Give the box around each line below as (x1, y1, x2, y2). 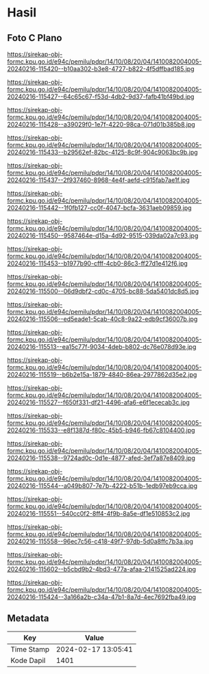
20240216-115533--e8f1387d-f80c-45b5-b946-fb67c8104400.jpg (7, 426, 195, 434)
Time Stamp (10, 645, 50, 654)
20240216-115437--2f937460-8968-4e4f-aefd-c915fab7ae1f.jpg (7, 176, 190, 184)
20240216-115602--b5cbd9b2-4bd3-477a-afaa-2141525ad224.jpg (7, 565, 197, 573)
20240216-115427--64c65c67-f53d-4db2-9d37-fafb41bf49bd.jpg (7, 92, 195, 101)
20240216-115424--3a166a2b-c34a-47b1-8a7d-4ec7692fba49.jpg (7, 593, 197, 601)
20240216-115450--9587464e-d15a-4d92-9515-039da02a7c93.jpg (7, 231, 199, 239)
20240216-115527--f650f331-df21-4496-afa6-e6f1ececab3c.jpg (7, 398, 190, 406)
